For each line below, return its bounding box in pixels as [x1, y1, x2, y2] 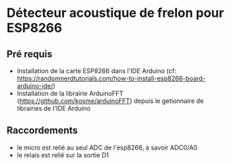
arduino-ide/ [16, 82, 54, 90]
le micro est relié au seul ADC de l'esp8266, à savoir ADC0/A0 [16, 143, 198, 152]
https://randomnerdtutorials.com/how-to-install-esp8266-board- [16, 74, 206, 82]
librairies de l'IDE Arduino [16, 104, 91, 112]
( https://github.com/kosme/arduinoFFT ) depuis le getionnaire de [16, 97, 204, 105]
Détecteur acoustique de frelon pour [6, 5, 225, 21]
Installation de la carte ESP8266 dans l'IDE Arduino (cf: [16, 67, 177, 75]
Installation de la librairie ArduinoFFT [16, 90, 124, 97]
